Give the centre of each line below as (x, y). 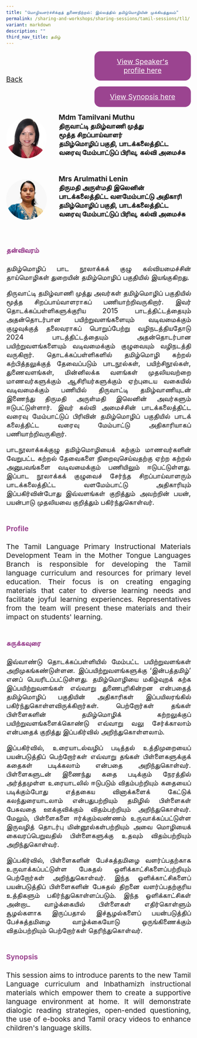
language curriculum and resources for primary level (98, 573)
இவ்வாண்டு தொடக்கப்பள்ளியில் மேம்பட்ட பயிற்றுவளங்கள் (98, 661)
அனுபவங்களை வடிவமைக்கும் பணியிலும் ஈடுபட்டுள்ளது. (98, 467)
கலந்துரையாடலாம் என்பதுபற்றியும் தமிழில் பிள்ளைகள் (98, 801)
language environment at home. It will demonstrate (98, 1001)
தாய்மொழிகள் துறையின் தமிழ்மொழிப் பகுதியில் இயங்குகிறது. (98, 277)
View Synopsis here (143, 97)
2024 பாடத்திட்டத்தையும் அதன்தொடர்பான (98, 337)
